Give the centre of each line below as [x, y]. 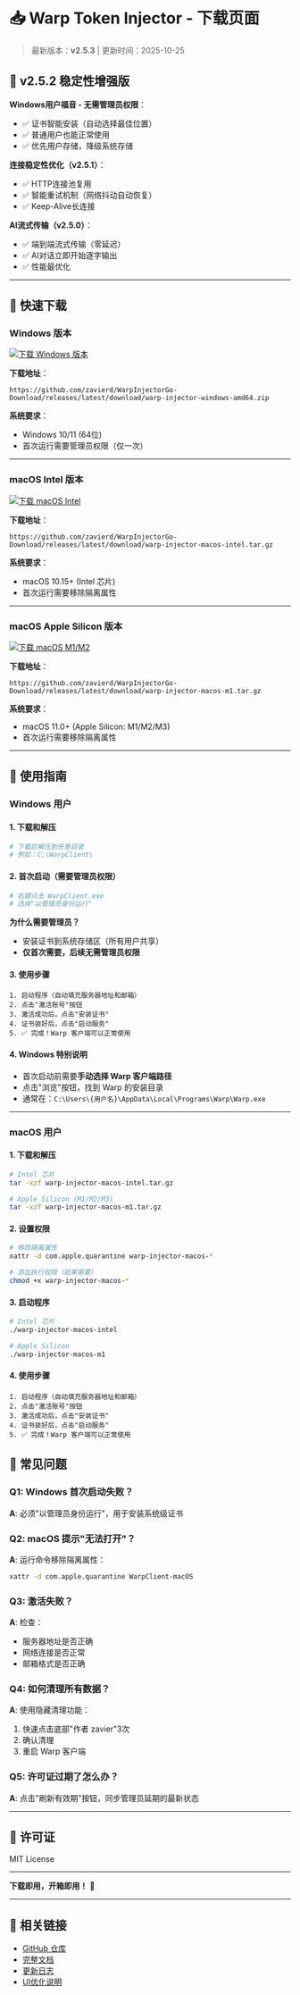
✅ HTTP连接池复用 [57, 183]
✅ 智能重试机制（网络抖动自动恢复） [89, 195]
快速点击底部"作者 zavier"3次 [76, 1729]
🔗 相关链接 [38, 1925]
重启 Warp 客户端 [54, 1751]
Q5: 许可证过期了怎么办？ [64, 1777]
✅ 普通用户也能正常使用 [66, 134]
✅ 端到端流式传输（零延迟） [74, 244]
